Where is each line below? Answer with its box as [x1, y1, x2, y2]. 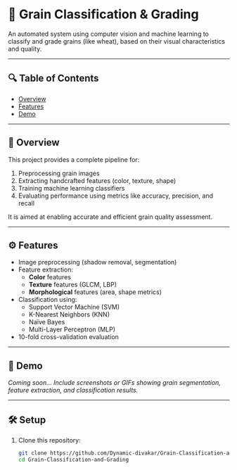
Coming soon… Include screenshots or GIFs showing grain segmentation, [8, 379, 221, 387]
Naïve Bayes [28, 318, 65, 326]
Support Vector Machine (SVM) [28, 303, 120, 312]
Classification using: [18, 296, 77, 304]
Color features [28, 273, 71, 281]
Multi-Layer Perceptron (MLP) [28, 325, 115, 334]
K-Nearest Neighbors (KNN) [28, 310, 110, 319]
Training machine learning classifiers [18, 184, 125, 192]
